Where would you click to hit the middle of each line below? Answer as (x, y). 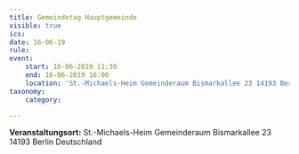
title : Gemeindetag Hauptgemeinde (73, 17)
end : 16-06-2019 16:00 (67, 75)
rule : (19, 50)
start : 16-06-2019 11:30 (71, 67)
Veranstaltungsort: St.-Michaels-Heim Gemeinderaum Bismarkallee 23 (141, 133)
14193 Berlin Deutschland (56, 142)
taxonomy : (28, 91)
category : (44, 100)
